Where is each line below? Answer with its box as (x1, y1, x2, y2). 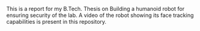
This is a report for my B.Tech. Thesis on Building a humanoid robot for (6, 5, 185, 12)
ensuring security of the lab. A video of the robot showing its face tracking (6, 12, 194, 19)
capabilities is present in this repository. (6, 18, 107, 25)
